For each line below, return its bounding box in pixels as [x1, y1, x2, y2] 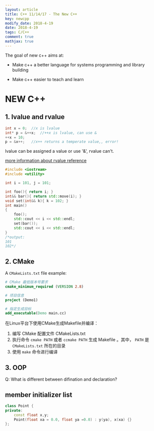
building [12, 67, 29, 73]
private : [5, 408, 23, 413]
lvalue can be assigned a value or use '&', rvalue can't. [5, 148, 115, 154]
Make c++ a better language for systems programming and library [12, 62, 145, 67]
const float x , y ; [14, 412, 49, 417]
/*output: [5, 235, 25, 240]
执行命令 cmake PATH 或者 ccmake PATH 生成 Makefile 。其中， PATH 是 [12, 337, 150, 343]
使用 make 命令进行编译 [12, 349, 58, 355]
